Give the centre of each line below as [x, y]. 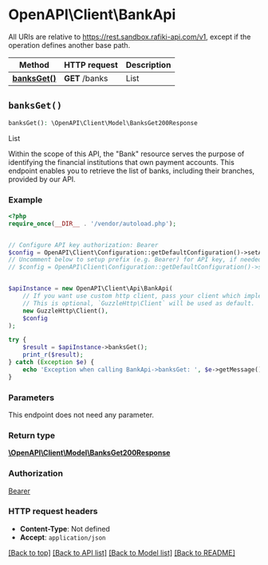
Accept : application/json [63, 537]
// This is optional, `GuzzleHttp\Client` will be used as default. [139, 303]
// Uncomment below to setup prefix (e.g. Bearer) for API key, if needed [135, 260]
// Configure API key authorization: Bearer [83, 245]
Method [34, 65]
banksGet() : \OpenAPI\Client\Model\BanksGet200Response [103, 123]
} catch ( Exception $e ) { [51, 363]
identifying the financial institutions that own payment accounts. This [122, 162]
